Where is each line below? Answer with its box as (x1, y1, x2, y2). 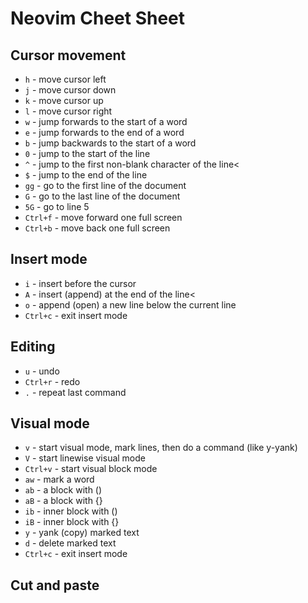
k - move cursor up (24, 95, 104, 106)
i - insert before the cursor (24, 277, 137, 289)
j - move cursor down (24, 84, 117, 96)
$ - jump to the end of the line (24, 169, 148, 181)
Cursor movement (10, 47, 127, 64)
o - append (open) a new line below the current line (24, 298, 237, 311)
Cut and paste (10, 577, 100, 594)
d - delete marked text (24, 537, 117, 549)
